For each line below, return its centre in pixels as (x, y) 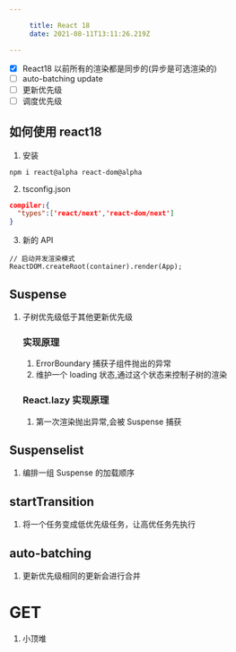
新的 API (38, 240)
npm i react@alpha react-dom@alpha (76, 172)
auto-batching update (62, 78)
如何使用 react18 (56, 132)
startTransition (52, 502)
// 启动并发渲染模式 (42, 259)
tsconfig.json (46, 188)
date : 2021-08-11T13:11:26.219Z (90, 34)
